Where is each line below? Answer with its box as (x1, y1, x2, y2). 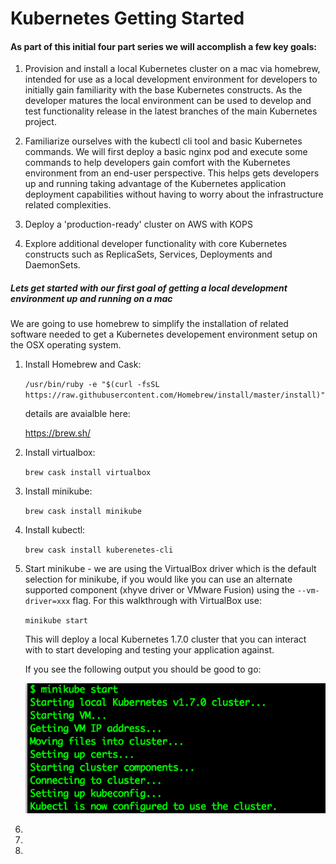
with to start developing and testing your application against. (24, 644, 275, 656)
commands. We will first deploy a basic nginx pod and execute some (24, 146, 308, 158)
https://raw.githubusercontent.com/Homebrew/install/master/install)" (24, 390, 326, 401)
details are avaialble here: (24, 408, 131, 420)
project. (24, 116, 57, 128)
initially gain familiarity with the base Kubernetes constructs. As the (24, 84, 303, 96)
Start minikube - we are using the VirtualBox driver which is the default (24, 563, 317, 575)
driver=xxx (24, 597, 71, 607)
